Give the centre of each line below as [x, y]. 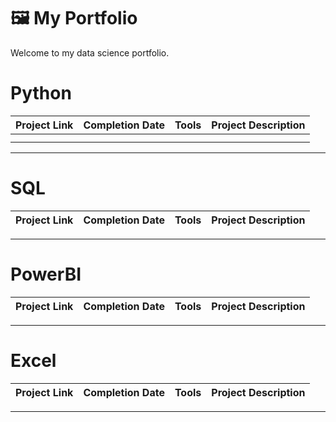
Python [41, 93]
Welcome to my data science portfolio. [90, 52]
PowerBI [46, 274]
